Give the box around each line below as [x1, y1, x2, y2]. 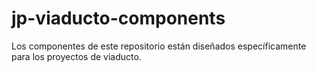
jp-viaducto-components [11, 7, 226, 30]
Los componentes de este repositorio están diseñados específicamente [11, 40, 307, 52]
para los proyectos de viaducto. [11, 50, 142, 62]
